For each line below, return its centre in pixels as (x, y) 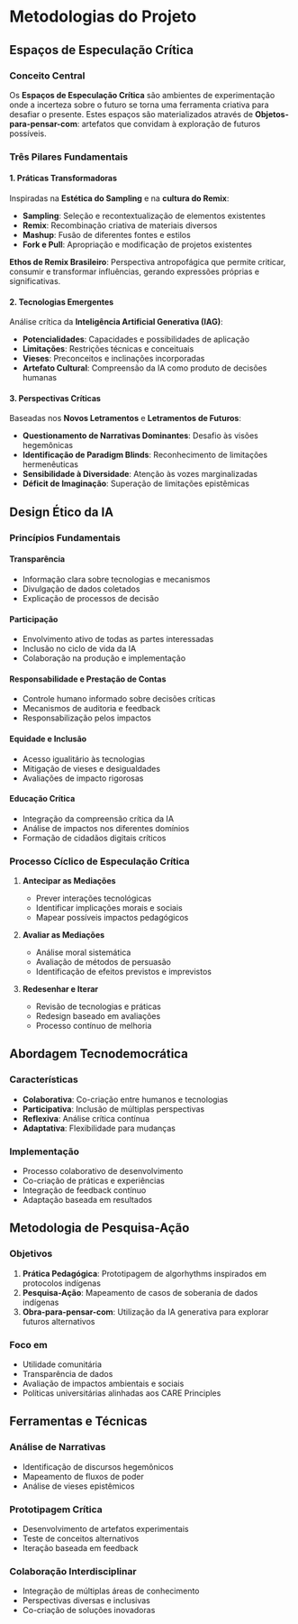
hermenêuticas (50, 464)
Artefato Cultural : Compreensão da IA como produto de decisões (144, 368)
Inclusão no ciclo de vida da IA (79, 649)
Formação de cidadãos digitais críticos (94, 838)
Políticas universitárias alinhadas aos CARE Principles (122, 1393)
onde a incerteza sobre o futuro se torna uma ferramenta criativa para (139, 105)
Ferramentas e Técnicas (78, 1422)
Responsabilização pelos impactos (86, 718)
